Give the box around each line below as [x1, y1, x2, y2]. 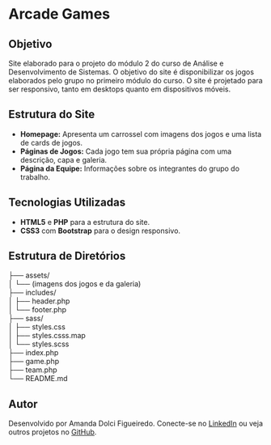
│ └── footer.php [8, 305, 67, 315]
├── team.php [8, 365, 58, 375]
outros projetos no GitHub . [8, 427, 97, 437]
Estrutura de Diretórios [8, 249, 126, 263]
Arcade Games [8, 5, 111, 23]
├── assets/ [8, 270, 50, 280]
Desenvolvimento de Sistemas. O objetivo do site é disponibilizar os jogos [8, 67, 255, 77]
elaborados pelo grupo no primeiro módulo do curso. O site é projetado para [8, 76, 263, 85]
